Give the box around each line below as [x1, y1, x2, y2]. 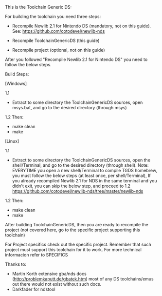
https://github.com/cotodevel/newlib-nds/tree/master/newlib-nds [12, 188, 144, 194]
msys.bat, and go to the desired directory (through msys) [12, 105, 127, 110]
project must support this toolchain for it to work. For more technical [5, 247, 142, 253]
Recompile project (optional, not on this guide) [12, 47, 106, 53]
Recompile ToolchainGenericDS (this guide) [12, 38, 100, 43]
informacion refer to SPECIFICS [5, 252, 68, 257]
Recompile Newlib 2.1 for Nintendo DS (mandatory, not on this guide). [12, 23, 151, 29]
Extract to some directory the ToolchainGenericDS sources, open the [12, 157, 151, 163]
